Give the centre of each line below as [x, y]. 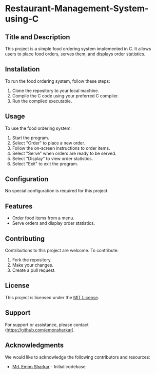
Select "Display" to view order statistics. [52, 158]
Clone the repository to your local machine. [55, 91]
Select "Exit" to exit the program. [45, 164]
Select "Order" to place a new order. [49, 143]
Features [19, 206]
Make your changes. [33, 265]
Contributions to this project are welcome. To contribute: [62, 251]
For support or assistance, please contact [47, 325]
